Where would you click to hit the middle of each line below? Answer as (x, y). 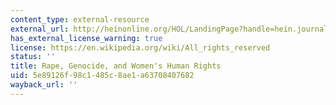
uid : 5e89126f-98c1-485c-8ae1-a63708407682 (102, 76)
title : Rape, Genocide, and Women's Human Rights (116, 66)
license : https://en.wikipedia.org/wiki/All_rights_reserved (140, 47)
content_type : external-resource (80, 19)
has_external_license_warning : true (86, 38)
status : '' (33, 57)
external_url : (40, 29)
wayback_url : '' (44, 85)
